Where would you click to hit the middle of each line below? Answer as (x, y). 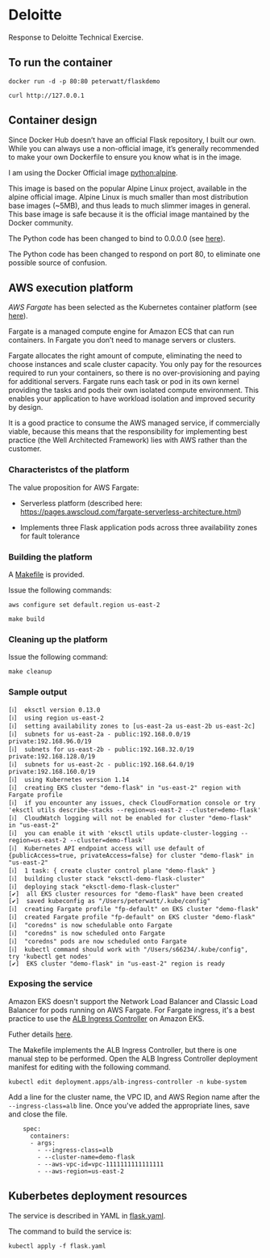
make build (27, 619)
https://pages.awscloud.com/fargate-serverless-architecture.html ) (131, 512)
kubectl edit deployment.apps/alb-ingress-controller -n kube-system (128, 1082)
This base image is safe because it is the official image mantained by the (129, 214)
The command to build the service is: (70, 1231)
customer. (25, 449)
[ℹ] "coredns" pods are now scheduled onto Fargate (98, 941)
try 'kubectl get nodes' (50, 956)
